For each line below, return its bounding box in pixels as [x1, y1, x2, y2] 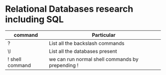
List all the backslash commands [48, 40, 124, 47]
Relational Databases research [5, 3, 133, 15]
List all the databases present [48, 48, 118, 54]
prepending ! [48, 62, 79, 69]
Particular [91, 31, 116, 38]
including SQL [5, 14, 64, 25]
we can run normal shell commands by [48, 55, 139, 62]
